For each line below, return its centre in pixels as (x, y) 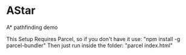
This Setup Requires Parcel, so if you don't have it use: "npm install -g (93, 39)
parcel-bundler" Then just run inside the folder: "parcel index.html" (90, 45)
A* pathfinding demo (32, 27)
